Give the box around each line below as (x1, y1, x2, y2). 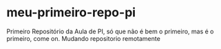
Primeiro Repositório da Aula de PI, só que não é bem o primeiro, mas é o (6, 27, 214, 35)
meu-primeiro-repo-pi (6, 5, 136, 20)
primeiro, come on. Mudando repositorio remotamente (6, 34, 161, 42)
